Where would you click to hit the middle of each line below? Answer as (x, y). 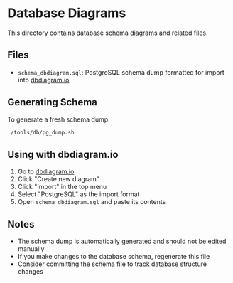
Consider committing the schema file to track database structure (112, 264)
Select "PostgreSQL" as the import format (78, 194)
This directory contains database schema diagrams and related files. (108, 33)
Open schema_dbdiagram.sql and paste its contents (92, 202)
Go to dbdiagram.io (46, 171)
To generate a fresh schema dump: (59, 119)
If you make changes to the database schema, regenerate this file (114, 257)
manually (31, 249)
